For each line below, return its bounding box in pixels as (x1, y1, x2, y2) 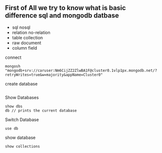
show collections (5, 144, 40, 149)
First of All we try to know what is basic (5, 4, 126, 12)
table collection (12, 34, 43, 40)
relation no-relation (12, 29, 51, 35)
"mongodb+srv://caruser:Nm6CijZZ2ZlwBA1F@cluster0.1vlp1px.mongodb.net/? (5, 68, 158, 73)
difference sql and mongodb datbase (5, 12, 119, 20)
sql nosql (12, 24, 31, 30)
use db (5, 126, 18, 131)
